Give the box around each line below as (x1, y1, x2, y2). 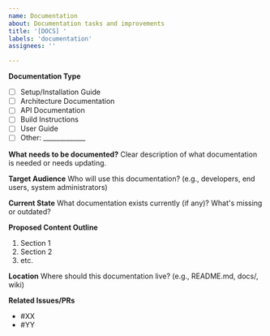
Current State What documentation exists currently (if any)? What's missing (8, 198, 263, 208)
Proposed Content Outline (8, 222, 99, 232)
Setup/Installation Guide (19, 87, 101, 97)
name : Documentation (8, 11, 79, 20)
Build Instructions (19, 114, 79, 124)
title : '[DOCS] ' (8, 27, 67, 35)
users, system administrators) (8, 182, 108, 192)
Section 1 (19, 238, 51, 248)
